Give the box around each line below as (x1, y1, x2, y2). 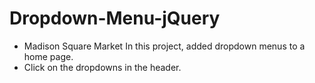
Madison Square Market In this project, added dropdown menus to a (23, 40, 306, 52)
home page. (23, 50, 74, 62)
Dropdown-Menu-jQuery (9, 7, 221, 30)
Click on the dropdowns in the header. (23, 61, 182, 73)
